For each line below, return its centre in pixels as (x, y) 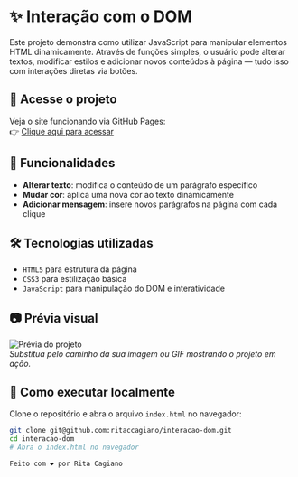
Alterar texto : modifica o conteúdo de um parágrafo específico (140, 185)
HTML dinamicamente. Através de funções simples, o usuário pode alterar (148, 51)
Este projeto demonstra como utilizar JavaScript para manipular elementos (148, 42)
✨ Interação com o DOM (101, 17)
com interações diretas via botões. (74, 70)
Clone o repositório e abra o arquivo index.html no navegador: (126, 414)
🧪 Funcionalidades (62, 163)
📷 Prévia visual (54, 318)
